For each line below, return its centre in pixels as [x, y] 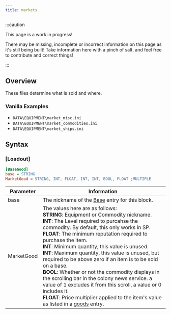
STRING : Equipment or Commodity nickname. [97, 215]
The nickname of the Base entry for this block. [98, 200]
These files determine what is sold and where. [54, 93]
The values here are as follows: [80, 208]
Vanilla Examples [27, 107]
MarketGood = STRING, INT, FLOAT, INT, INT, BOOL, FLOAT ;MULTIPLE [78, 179]
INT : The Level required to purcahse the [90, 221]
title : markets [21, 10]
